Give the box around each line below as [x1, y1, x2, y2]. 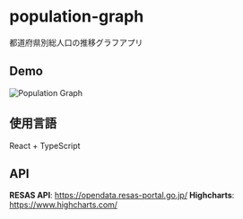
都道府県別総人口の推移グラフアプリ [9, 37, 143, 48]
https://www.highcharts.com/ [9, 199, 118, 210]
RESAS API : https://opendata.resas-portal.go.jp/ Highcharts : [9, 190, 235, 201]
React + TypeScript [9, 140, 81, 151]
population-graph [9, 6, 144, 27]
